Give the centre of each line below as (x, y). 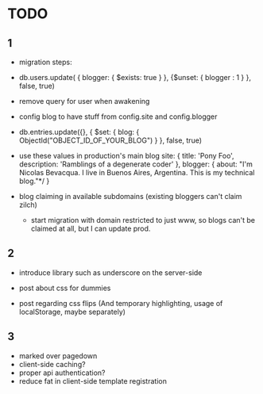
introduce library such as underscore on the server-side (110, 272)
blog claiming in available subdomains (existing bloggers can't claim (130, 196)
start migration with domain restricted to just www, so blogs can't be (143, 220)
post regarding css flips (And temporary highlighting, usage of (121, 303)
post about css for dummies (65, 288)
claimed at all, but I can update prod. (91, 228)
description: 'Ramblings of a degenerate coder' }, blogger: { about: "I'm (136, 164)
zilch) (28, 205)
